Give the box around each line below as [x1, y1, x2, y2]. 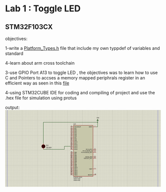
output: [5, 105, 20, 110]
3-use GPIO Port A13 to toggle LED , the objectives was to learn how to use [5, 70, 158, 76]
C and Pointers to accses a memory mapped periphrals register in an [5, 75, 145, 80]
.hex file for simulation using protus [5, 95, 77, 101]
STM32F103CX [5, 23, 53, 31]
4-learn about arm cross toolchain [5, 60, 75, 66]
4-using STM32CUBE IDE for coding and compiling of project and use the [5, 90, 155, 95]
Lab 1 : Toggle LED [5, 3, 81, 14]
